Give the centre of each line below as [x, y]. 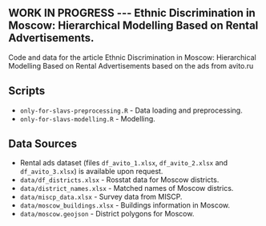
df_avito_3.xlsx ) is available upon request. [91, 172]
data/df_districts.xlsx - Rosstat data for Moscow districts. [119, 180]
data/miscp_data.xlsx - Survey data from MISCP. [101, 197]
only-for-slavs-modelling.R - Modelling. [88, 118]
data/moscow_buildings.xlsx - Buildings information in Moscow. [125, 205]
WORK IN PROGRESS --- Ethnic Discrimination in [132, 13]
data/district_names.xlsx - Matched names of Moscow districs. [127, 188]
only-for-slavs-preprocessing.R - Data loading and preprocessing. [131, 110]
